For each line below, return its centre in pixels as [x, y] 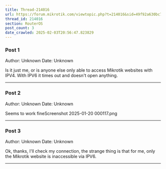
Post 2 [13, 93]
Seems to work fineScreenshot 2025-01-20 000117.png [61, 113]
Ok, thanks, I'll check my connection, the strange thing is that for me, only [80, 151]
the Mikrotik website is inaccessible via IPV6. [51, 156]
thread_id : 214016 [24, 19]
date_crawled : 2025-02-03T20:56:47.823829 [49, 33]
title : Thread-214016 [27, 10]
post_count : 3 [20, 28]
